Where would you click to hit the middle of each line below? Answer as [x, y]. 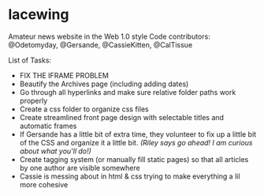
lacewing [39, 15]
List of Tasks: [30, 60]
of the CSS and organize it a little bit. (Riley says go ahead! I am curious [136, 142]
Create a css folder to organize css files [84, 109]
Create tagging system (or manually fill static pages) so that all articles [134, 159]
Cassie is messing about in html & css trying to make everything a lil [130, 176]
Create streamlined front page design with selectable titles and [122, 117]
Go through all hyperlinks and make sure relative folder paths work [128, 92]
